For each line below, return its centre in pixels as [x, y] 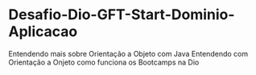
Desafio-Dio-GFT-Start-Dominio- [122, 15]
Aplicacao [43, 32]
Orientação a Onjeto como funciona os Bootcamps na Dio [104, 62]
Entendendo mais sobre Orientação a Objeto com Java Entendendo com [128, 53]
